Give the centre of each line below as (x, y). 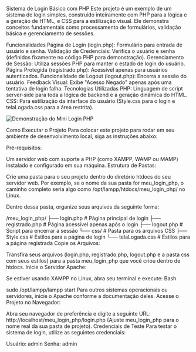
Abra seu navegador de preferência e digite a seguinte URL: (78, 314)
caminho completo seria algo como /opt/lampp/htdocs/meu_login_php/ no (96, 189)
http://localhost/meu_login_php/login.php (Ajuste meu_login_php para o (92, 320)
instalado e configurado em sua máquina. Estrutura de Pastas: (81, 165)
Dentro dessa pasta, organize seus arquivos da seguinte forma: (83, 207)
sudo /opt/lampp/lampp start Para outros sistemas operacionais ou (87, 290)
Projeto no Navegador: (33, 302)
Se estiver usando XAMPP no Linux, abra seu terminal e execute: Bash (91, 278)
